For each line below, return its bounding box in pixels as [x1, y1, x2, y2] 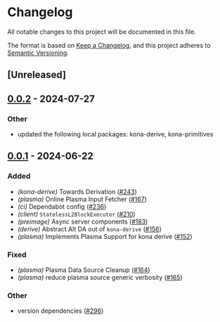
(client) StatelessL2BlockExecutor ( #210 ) [17, 210, 136, 218]
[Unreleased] [7, 69, 67, 81]
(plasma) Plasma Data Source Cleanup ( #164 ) [17, 266, 150, 274]
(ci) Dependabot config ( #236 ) [17, 202, 107, 211]
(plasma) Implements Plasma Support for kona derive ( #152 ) [17, 232, 193, 240]
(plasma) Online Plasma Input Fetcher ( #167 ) [17, 195, 148, 203]
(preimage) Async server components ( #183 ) [17, 217, 148, 226]
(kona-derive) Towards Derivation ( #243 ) [17, 187, 137, 195]
